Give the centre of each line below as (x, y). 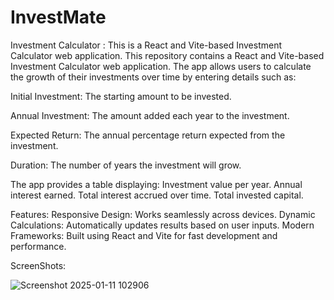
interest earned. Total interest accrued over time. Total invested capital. (157, 195)
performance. (38, 246)
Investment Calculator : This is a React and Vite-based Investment (146, 45)
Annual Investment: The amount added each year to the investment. (150, 115)
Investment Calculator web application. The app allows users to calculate (161, 66)
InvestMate (58, 17)
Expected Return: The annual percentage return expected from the (148, 135)
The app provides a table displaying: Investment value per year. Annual (156, 184)
